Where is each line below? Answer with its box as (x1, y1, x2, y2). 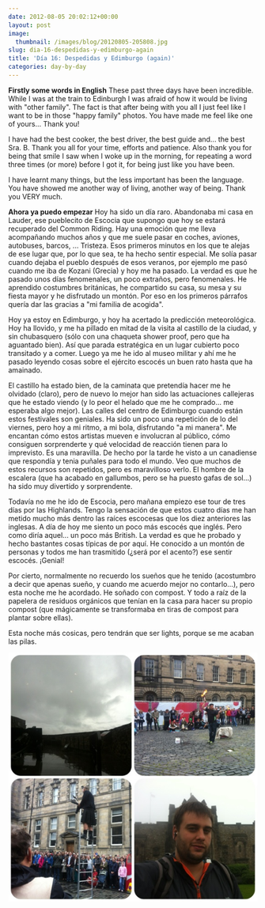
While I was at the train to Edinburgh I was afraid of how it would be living (8, 93, 248, 103)
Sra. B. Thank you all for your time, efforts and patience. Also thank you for (8, 142, 252, 152)
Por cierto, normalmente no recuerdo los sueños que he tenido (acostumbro (8, 570, 256, 581)
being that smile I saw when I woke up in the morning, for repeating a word (8, 151, 252, 161)
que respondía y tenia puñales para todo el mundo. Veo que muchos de (8, 456, 241, 466)
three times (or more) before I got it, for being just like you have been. (8, 159, 235, 169)
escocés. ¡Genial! (8, 555, 65, 565)
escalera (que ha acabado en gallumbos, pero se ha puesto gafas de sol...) (8, 473, 252, 482)
